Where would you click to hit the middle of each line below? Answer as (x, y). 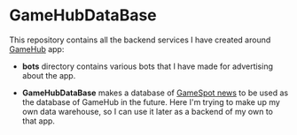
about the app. (49, 75)
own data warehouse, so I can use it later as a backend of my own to (147, 111)
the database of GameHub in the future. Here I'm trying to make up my (151, 101)
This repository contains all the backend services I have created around (140, 40)
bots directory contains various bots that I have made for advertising (147, 66)
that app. (39, 121)
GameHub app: (37, 49)
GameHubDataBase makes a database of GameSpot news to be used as (155, 93)
